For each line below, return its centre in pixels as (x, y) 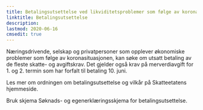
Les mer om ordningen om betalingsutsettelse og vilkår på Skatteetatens (97, 83)
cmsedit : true (24, 34)
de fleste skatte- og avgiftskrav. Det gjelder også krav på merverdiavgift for (100, 65)
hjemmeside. (22, 89)
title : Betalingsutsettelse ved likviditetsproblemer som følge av (93, 12)
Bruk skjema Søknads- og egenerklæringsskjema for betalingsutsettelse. (97, 101)
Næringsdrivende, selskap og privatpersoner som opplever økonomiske (96, 51)
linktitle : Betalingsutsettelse (47, 18)
